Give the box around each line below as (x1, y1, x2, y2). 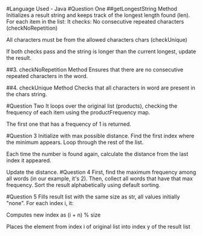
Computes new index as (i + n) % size (6, 211, 101, 218)
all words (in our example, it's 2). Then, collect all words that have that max (6, 175, 194, 182)
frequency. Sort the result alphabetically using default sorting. (6, 182, 161, 188)
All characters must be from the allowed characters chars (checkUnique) (6, 36, 187, 43)
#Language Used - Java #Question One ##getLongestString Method (6, 5, 177, 12)
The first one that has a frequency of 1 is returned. (6, 120, 132, 128)
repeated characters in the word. (6, 73, 88, 79)
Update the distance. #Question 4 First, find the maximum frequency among (6, 169, 197, 175)
